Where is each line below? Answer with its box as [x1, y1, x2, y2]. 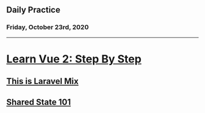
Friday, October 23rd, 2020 [6, 23, 89, 32]
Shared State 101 [6, 97, 71, 107]
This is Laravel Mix [6, 76, 79, 87]
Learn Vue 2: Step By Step [6, 52, 142, 66]
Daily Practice [6, 5, 61, 15]
